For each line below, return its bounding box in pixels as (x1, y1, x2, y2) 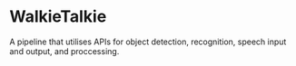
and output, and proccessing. (9, 45, 120, 56)
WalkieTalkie (9, 6, 107, 27)
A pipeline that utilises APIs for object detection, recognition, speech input (9, 36, 287, 47)
